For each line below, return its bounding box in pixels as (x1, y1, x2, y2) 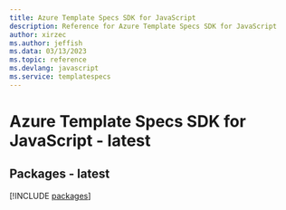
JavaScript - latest (9, 130, 151, 150)
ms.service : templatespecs (9, 72, 111, 81)
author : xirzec (9, 30, 67, 39)
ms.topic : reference (9, 55, 88, 64)
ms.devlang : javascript (9, 64, 100, 73)
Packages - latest (9, 167, 110, 182)
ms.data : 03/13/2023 (9, 47, 88, 56)
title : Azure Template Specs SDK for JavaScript (9, 13, 196, 23)
